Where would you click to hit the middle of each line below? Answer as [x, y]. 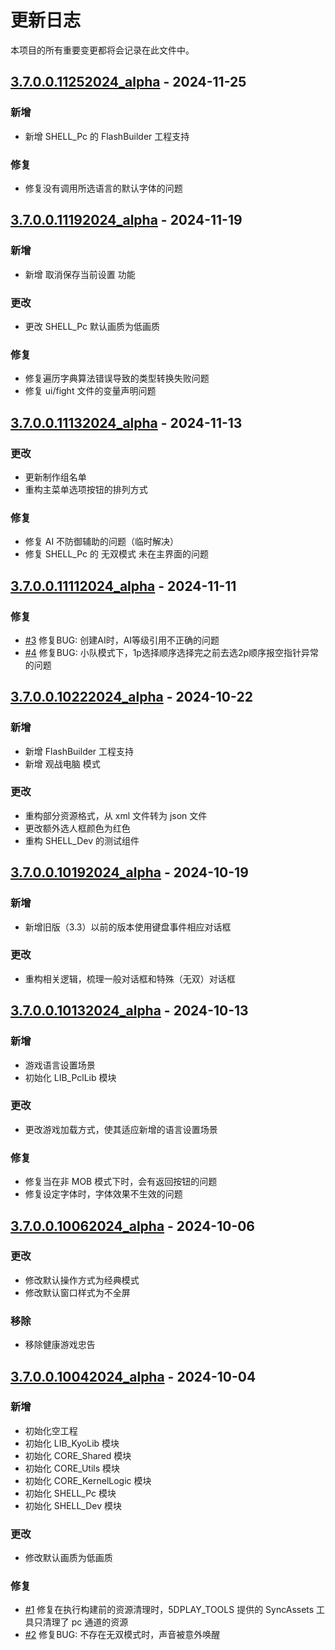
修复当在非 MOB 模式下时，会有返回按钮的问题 [121, 1182]
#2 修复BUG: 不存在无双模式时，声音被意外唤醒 [122, 1635]
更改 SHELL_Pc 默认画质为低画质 [92, 326]
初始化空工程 [51, 1430]
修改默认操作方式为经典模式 [82, 1280]
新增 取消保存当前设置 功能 [80, 274]
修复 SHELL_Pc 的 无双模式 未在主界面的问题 [116, 554]
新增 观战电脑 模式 [62, 763]
